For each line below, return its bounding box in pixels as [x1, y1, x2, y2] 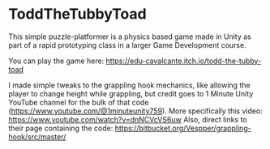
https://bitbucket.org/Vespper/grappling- [114, 123, 251, 133]
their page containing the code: [8, 123, 114, 133]
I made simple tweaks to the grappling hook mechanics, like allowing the [8, 80, 251, 90]
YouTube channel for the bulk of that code [8, 97, 149, 107]
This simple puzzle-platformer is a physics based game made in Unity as [8, 32, 251, 41]
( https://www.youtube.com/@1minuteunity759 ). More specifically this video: [8, 106, 264, 116]
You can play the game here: [8, 56, 105, 66]
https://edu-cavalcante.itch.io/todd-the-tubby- [105, 56, 262, 66]
